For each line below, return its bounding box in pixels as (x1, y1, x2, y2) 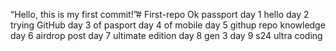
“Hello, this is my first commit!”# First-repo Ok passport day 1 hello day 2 (10, 9, 310, 20)
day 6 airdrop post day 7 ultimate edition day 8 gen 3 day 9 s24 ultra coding (10, 30, 323, 41)
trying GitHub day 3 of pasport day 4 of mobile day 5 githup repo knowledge (10, 19, 326, 31)
